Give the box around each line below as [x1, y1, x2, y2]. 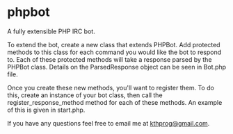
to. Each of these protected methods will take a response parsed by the [7, 55, 212, 63]
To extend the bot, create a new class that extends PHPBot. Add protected [7, 40, 220, 49]
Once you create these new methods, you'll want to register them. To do [7, 83, 214, 92]
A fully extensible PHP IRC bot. [7, 27, 95, 35]
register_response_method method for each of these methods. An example [7, 98, 223, 106]
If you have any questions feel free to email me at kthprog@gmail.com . [7, 119, 210, 127]
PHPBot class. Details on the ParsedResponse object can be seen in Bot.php [7, 62, 227, 71]
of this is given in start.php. [7, 106, 86, 114]
